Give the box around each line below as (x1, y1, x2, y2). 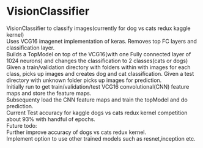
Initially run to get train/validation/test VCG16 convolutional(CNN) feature (6, 83, 190, 90)
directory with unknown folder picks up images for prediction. (6, 76, 162, 84)
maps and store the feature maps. (6, 89, 92, 97)
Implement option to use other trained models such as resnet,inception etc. (6, 135, 196, 142)
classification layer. (6, 44, 55, 51)
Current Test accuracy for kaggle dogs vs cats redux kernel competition (6, 109, 188, 116)
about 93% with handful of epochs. (6, 115, 96, 123)
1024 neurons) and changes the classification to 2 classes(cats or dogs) (6, 57, 188, 64)
